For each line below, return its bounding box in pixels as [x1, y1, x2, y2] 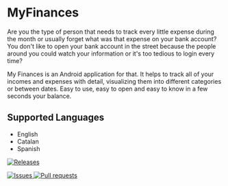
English [16, 130, 38, 138]
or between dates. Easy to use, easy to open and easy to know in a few [7, 84, 208, 93]
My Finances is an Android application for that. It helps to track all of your [7, 70, 214, 78]
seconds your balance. [7, 91, 72, 100]
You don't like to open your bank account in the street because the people [7, 42, 216, 50]
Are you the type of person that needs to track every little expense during [7, 27, 214, 36]
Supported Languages [7, 112, 105, 124]
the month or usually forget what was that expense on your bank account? [7, 34, 217, 43]
